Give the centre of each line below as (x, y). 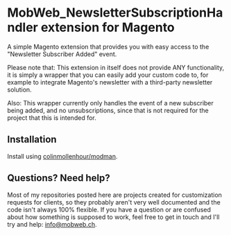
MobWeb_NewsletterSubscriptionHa (115, 13)
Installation (32, 140)
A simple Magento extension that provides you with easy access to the (108, 46)
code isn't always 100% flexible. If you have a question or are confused (109, 209)
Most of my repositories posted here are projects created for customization (114, 195)
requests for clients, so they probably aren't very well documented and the (114, 202)
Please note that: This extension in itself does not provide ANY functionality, (116, 67)
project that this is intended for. (52, 117)
